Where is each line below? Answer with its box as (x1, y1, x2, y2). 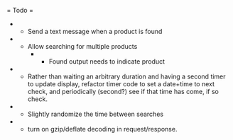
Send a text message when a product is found (27, 28, 163, 35)
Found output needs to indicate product (48, 57, 165, 66)
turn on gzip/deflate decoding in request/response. (27, 125, 178, 133)
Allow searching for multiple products (27, 42, 138, 50)
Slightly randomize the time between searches (27, 110, 164, 118)
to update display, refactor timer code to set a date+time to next (27, 80, 215, 88)
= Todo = (6, 6, 33, 14)
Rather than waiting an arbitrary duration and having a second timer (27, 72, 226, 81)
